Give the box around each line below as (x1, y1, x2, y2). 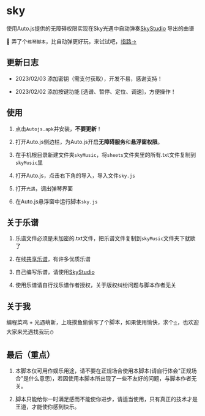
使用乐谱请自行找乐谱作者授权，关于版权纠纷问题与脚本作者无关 (15, 281, 176, 289)
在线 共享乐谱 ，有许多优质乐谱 (15, 255, 91, 263)
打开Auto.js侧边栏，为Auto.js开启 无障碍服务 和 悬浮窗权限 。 (15, 138, 163, 145)
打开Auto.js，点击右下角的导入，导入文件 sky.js (15, 172, 136, 179)
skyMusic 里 (15, 159, 43, 166)
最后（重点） (6, 350, 55, 360)
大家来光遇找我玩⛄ (6, 328, 54, 336)
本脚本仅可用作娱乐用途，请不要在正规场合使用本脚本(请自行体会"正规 (15, 367, 192, 374)
